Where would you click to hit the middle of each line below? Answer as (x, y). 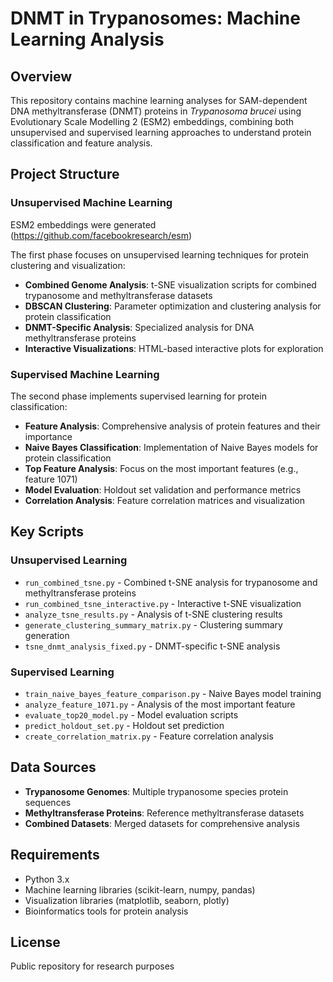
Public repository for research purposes (92, 966)
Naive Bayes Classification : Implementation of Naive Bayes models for (171, 447)
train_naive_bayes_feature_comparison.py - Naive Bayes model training (173, 693)
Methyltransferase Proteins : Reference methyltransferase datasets (164, 813)
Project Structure (65, 174)
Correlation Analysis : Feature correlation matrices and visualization (165, 500)
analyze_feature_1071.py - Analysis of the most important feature (160, 704)
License (35, 942)
